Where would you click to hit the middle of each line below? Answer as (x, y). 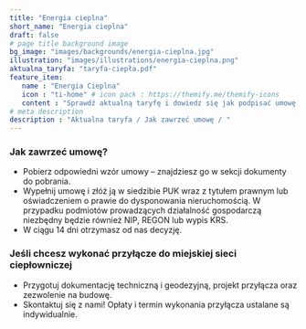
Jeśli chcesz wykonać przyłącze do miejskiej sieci (123, 254)
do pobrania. (47, 181)
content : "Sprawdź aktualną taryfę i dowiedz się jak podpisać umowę (159, 103)
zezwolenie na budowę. (67, 294)
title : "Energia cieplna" (58, 18)
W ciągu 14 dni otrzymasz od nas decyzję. (102, 230)
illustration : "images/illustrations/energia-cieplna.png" (124, 60)
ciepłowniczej (41, 265)
